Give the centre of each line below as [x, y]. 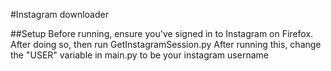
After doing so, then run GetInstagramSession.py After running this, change [166, 44]
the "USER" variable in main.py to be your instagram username [139, 55]
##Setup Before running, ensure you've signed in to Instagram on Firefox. [162, 33]
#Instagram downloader [59, 14]
